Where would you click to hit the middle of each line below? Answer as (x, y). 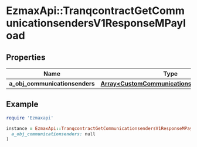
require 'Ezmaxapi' (30, 118)
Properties (26, 57)
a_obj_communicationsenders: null (53, 134)
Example (22, 105)
